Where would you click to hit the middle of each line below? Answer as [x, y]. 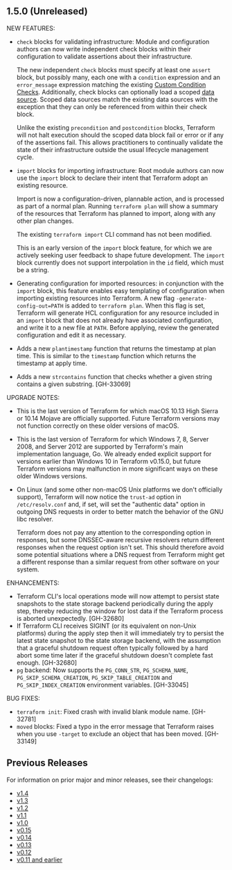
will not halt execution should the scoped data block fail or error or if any [120, 135]
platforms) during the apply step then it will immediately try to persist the [120, 633]
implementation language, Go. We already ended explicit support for [114, 453]
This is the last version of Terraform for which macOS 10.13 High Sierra [117, 411]
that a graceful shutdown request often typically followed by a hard [112, 648]
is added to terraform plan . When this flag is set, [135, 306]
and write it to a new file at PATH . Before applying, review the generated [118, 327]
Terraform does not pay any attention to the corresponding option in [114, 532]
